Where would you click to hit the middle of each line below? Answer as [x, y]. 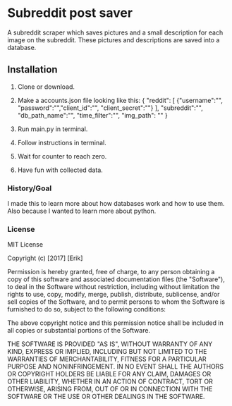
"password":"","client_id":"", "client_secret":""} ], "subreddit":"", [110, 108]
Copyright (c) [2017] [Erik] [45, 258]
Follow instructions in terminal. [62, 142]
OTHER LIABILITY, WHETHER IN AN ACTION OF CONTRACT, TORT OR [110, 381]
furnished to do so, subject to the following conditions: [86, 309]
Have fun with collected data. [60, 170]
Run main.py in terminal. [53, 129]
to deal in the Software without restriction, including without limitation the [114, 287]
